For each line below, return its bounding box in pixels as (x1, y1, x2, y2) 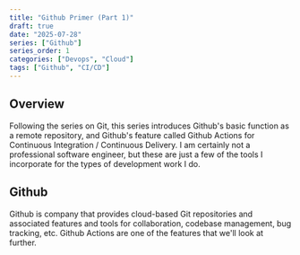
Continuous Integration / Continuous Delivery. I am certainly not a (9, 139, 251, 150)
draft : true (9, 22, 54, 31)
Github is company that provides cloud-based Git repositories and (9, 208, 253, 219)
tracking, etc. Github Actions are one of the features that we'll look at (9, 227, 264, 238)
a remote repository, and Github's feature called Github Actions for (9, 129, 255, 140)
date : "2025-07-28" (9, 30, 82, 39)
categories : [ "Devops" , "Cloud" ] (9, 55, 134, 64)
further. (9, 237, 38, 248)
